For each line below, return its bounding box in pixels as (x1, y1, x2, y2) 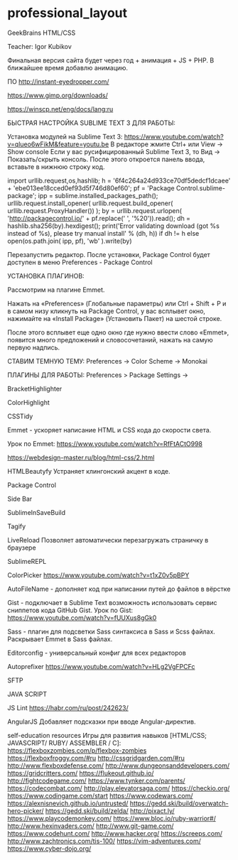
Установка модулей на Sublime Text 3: (7, 132, 123, 141)
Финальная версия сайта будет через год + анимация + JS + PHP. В (7, 55, 215, 65)
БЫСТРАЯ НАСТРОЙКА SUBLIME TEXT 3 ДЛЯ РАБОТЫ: (7, 119, 176, 127)
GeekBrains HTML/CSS (7, 28, 76, 37)
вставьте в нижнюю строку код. (7, 162, 105, 171)
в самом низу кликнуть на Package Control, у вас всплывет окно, (7, 307, 206, 315)
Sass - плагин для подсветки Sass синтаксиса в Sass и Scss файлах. (7, 627, 215, 636)
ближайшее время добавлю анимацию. (7, 63, 129, 72)
